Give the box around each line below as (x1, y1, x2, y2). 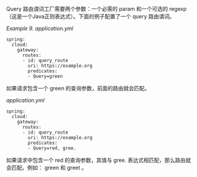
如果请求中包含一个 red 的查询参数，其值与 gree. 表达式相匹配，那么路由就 (6, 157, 191, 164)
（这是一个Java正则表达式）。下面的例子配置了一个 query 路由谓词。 (6, 13, 175, 20)
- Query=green (28, 73, 63, 79)
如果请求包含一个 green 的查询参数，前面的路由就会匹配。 (6, 85, 150, 92)
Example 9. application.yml (6, 25, 74, 32)
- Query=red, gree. (28, 145, 77, 151)
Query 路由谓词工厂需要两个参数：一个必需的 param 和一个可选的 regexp (6, 5, 187, 12)
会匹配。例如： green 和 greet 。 (6, 164, 87, 171)
